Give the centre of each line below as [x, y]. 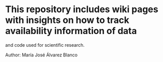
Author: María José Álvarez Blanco [41, 55]
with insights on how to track [67, 20]
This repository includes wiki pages [82, 9]
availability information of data [71, 31]
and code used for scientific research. [45, 45]
